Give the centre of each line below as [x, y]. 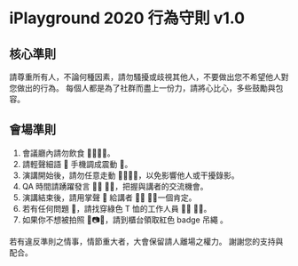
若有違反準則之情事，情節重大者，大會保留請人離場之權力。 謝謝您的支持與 [146, 241]
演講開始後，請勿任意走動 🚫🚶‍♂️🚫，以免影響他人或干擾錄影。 [130, 175]
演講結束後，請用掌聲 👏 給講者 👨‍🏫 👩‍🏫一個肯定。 [109, 197]
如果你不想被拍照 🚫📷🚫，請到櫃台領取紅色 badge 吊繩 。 [125, 220]
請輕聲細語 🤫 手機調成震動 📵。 [77, 164]
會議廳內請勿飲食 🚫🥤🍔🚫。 [68, 153]
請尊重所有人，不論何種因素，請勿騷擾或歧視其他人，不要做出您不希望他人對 [149, 77]
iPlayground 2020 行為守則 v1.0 [127, 18]
